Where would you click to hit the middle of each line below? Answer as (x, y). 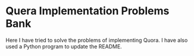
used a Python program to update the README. (64, 46)
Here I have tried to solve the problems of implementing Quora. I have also (97, 40)
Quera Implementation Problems (87, 11)
